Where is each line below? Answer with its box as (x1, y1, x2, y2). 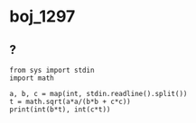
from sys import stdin (9, 66, 95, 75)
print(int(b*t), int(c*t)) (9, 105, 111, 114)
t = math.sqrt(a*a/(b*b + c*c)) (9, 97, 131, 106)
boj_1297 (9, 6, 76, 27)
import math (9, 74, 54, 83)
